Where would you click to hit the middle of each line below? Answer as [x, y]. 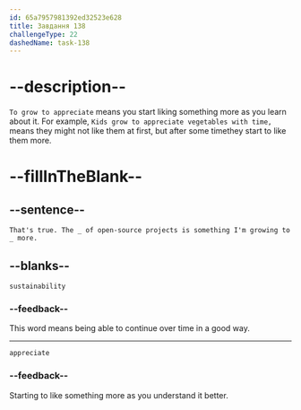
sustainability [38, 286]
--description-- [68, 87]
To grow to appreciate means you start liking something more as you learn [148, 112]
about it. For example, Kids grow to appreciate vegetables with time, [141, 121]
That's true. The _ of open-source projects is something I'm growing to [150, 231]
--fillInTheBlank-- [76, 177]
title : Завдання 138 [48, 26]
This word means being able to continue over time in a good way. [130, 328]
